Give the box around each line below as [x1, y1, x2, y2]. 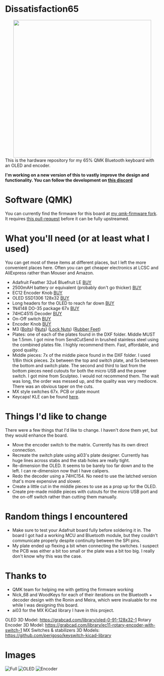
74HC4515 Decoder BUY [12, 310, 62, 316]
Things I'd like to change [5, 411, 107, 422]
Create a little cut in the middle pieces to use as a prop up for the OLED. [12, 483, 157, 489]
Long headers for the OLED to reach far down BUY [12, 300, 115, 306]
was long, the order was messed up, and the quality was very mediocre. [12, 378, 158, 384]
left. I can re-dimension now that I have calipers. [12, 467, 110, 473]
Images [5, 650, 36, 660]
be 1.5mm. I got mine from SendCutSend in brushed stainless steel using [12, 336, 159, 342]
